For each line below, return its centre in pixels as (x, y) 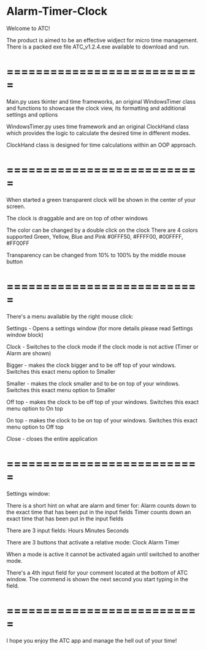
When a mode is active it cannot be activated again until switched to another (103, 554)
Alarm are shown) (29, 353)
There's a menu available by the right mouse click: (70, 316)
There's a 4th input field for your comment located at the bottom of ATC (97, 573)
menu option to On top (35, 408)
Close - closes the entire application (52, 439)
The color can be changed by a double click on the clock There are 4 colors (102, 230)
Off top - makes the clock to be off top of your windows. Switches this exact (103, 402)
